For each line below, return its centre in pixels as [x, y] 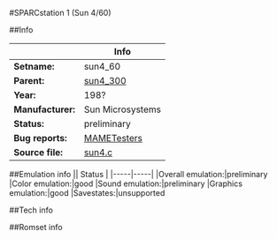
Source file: [38, 152]
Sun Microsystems [123, 109]
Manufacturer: [45, 109]
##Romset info [36, 227]
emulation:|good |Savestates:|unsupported [87, 193]
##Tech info [31, 210]
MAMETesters [113, 138]
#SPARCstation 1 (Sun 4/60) [61, 13]
